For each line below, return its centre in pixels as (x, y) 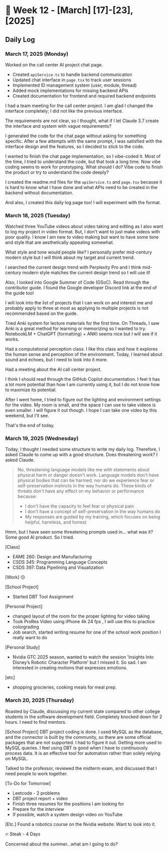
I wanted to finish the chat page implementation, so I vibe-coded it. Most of (83, 156)
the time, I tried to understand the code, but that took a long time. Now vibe (83, 161)
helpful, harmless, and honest (56, 522)
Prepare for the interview (38, 809)
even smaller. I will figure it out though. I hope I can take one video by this (81, 410)
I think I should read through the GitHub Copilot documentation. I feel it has (82, 379)
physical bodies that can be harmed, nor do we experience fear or (86, 480)
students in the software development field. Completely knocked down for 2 (84, 717)
